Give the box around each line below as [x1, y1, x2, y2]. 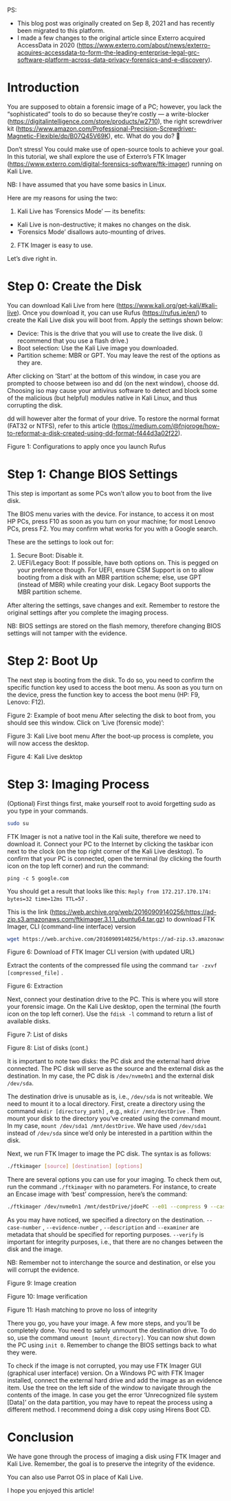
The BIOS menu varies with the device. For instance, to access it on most [7, 509, 214, 518]
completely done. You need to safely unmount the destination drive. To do [7, 1326, 217, 1334]
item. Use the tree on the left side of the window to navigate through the [7, 1383, 211, 1392]
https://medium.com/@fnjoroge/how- [113, 421, 220, 429]
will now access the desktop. [7, 739, 89, 747]
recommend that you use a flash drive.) [16, 337, 129, 345]
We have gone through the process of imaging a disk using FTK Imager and [7, 1452, 221, 1461]
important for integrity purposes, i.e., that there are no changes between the [7, 1238, 223, 1246]
